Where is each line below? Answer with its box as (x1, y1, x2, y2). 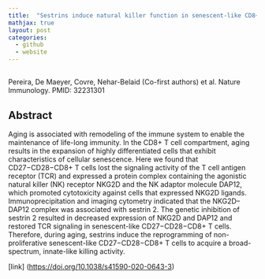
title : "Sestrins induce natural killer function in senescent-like (8, 11, 242, 20)
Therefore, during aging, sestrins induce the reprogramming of (8, 230, 212, 240)
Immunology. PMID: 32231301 (8, 86, 105, 95)
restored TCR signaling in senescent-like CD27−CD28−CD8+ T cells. (8, 221, 232, 231)
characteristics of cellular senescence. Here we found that (8, 154, 199, 164)
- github (15, 41, 44, 49)
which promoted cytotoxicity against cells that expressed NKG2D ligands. (8, 188, 247, 198)
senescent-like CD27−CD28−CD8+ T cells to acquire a (48, 238, 227, 248)
